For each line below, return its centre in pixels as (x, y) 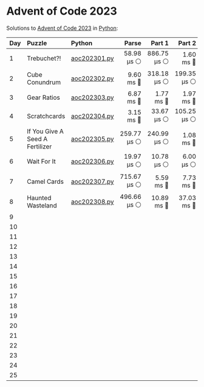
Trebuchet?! (44, 58)
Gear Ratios (44, 97)
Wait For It (42, 161)
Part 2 (187, 43)
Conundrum (44, 82)
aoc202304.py (92, 116)
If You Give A (45, 131)
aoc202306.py (92, 161)
